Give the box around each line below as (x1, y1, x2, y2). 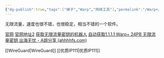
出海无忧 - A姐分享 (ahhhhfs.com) (19, 37, 87, 43)
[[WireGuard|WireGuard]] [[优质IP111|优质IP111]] (5, 47, 100, 53)
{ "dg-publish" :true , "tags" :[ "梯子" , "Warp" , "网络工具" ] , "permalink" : (5, 7, 143, 12)
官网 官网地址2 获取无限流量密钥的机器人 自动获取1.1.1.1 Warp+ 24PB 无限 (5, 31, 152, 37)
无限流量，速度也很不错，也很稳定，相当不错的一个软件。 (5, 21, 121, 27)
